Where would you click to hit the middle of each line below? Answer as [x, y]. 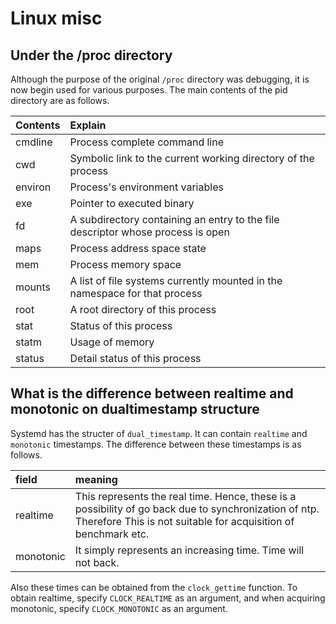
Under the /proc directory [91, 55]
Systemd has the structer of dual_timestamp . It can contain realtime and [159, 433]
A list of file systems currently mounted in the [176, 280]
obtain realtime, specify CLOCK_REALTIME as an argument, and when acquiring [168, 598]
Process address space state [138, 248]
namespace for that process [136, 293]
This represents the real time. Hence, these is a [185, 496]
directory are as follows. [60, 100]
